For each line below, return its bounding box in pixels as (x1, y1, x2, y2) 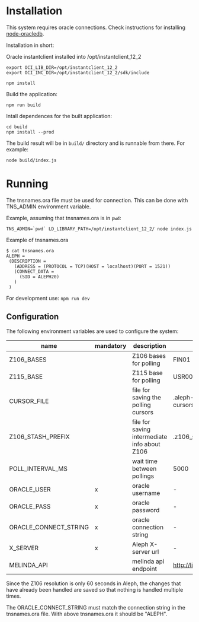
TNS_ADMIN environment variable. (6, 203, 91, 210)
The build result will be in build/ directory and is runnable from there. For (6, 139, 185, 147)
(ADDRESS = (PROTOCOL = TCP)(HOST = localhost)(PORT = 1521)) (14, 263, 171, 269)
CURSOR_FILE (9, 396, 49, 405)
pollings (132, 472, 155, 480)
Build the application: (6, 90, 58, 97)
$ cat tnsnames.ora (6, 247, 54, 253)
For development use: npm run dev (6, 294, 90, 302)
